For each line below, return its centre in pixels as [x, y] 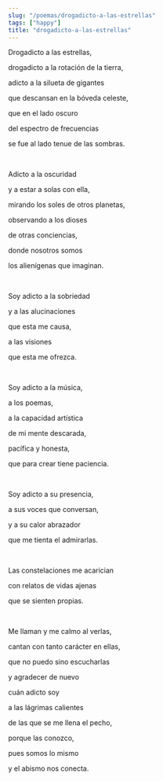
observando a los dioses [48, 220]
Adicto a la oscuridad [42, 175]
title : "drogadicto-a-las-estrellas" [70, 30]
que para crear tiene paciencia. [59, 464]
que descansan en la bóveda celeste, [68, 98]
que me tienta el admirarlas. [53, 540]
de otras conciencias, [43, 235]
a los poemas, [31, 403]
